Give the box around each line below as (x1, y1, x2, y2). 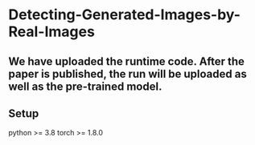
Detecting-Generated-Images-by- (8, 6, 241, 24)
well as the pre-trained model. (8, 79, 162, 93)
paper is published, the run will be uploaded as (8, 66, 247, 81)
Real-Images (8, 22, 95, 41)
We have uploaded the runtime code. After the (8, 54, 245, 68)
